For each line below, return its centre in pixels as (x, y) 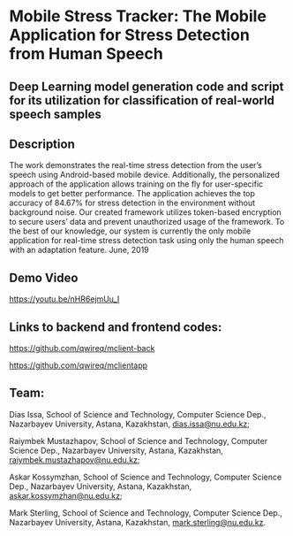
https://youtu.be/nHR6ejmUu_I (64, 299)
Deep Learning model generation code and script (146, 86)
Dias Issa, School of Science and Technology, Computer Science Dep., (138, 414)
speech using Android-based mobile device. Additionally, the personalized (144, 175)
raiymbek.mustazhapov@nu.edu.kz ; (75, 459)
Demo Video (44, 277)
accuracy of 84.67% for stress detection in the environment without (132, 203)
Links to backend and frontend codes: (116, 327)
